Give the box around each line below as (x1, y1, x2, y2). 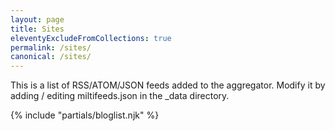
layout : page (10, 14, 65, 25)
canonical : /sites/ (10, 52, 92, 62)
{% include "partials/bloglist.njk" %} (10, 109, 160, 121)
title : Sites (10, 24, 65, 34)
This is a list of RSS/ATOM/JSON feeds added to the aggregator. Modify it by (10, 79, 326, 91)
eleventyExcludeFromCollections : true (10, 33, 172, 43)
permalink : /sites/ (10, 42, 92, 53)
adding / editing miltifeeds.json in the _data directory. (10, 90, 230, 102)
